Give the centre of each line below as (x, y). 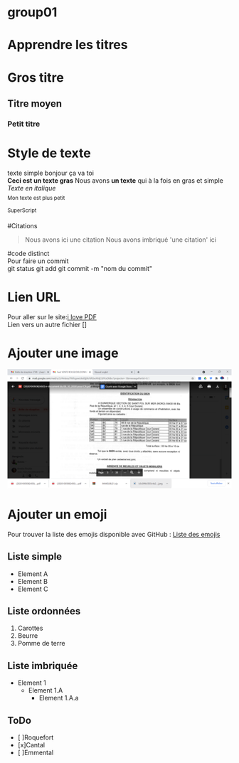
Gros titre (36, 77)
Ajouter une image (63, 353)
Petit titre (24, 124)
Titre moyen (35, 103)
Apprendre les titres (68, 45)
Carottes (30, 628)
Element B (33, 581)
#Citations (22, 226)
